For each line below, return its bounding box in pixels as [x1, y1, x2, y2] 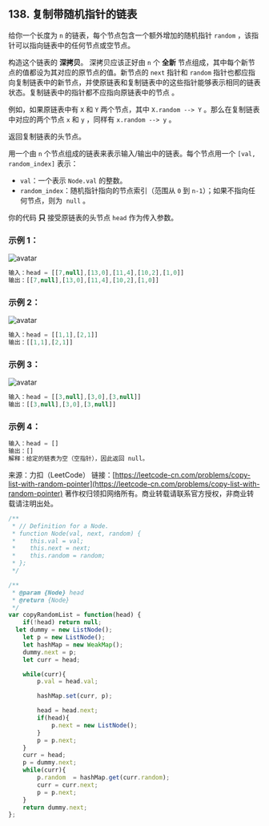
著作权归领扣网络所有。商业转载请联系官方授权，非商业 [64, 488, 247, 498]
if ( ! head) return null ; [22, 618, 102, 627]
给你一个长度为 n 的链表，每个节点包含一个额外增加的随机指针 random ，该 [8, 30, 252, 40]
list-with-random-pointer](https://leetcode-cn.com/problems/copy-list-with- [8, 479, 260, 489]
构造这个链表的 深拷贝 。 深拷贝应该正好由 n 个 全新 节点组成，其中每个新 [8, 57, 248, 66]
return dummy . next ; [22, 804, 88, 812]
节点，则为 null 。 [26, 195, 90, 205]
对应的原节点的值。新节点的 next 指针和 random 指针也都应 [57, 67, 249, 77]
